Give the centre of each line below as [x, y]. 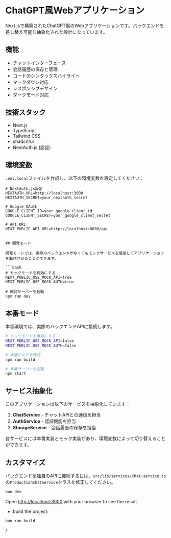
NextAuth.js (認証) [32, 147]
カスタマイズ [26, 462]
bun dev [14, 492]
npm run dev [18, 297]
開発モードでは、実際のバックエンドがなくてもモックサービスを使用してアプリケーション [85, 253]
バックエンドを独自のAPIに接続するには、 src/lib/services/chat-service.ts [86, 476]
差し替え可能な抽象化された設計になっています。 [56, 32]
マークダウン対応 [31, 82]
